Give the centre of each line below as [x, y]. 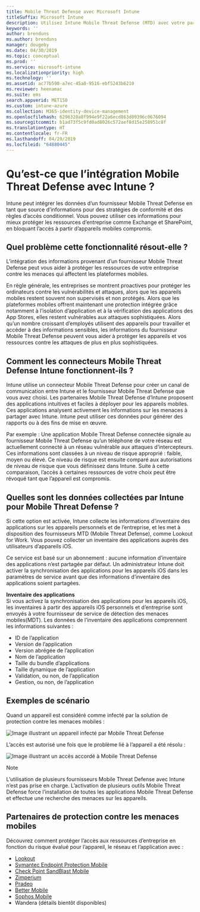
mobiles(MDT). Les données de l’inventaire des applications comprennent [97, 620]
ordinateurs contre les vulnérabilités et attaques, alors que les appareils [94, 292]
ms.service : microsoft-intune [44, 67]
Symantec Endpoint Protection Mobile [61, 864]
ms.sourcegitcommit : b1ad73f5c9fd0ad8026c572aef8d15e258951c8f [86, 123]
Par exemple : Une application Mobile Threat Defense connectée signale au [99, 435]
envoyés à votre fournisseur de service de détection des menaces [87, 613]
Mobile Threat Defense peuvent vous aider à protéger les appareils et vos [96, 336]
